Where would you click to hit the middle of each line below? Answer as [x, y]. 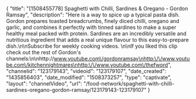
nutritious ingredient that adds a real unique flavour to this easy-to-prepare [98, 40]
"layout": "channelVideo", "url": [44, 84]
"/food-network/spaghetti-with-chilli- [129, 84]
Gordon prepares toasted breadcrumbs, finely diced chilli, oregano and [93, 21]
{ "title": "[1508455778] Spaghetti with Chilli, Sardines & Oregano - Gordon [97, 9]
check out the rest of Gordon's [44, 52]
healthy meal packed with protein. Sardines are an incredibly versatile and [96, 34]
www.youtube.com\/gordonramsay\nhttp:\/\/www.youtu [122, 59]
